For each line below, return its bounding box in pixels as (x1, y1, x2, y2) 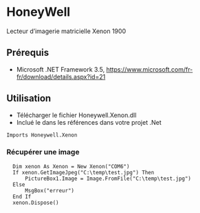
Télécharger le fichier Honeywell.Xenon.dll (16, 111, 137, 119)
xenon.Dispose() (12, 199, 59, 206)
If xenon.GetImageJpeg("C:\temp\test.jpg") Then (12, 169, 155, 176)
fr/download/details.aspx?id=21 (16, 72, 106, 81)
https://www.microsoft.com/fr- (106, 65, 193, 73)
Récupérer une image (6, 148, 80, 157)
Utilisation (6, 92, 52, 104)
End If (12, 193, 32, 200)
